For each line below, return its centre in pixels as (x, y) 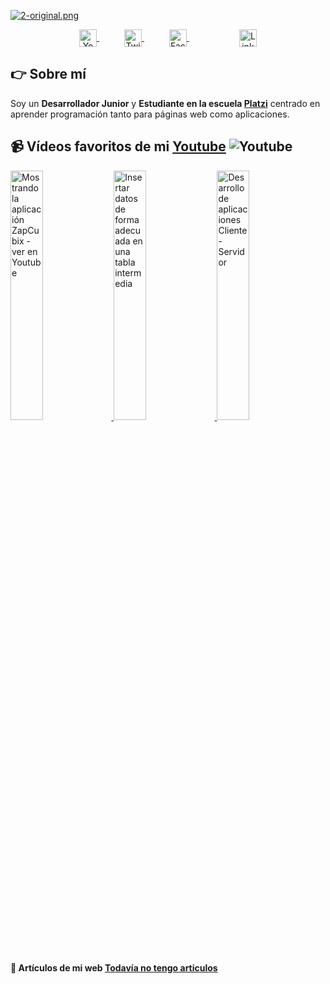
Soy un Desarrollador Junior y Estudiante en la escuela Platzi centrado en (165, 103)
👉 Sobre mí (48, 74)
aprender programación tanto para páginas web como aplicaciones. (150, 114)
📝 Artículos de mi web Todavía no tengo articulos (114, 968)
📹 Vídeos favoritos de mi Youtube (118, 146)
